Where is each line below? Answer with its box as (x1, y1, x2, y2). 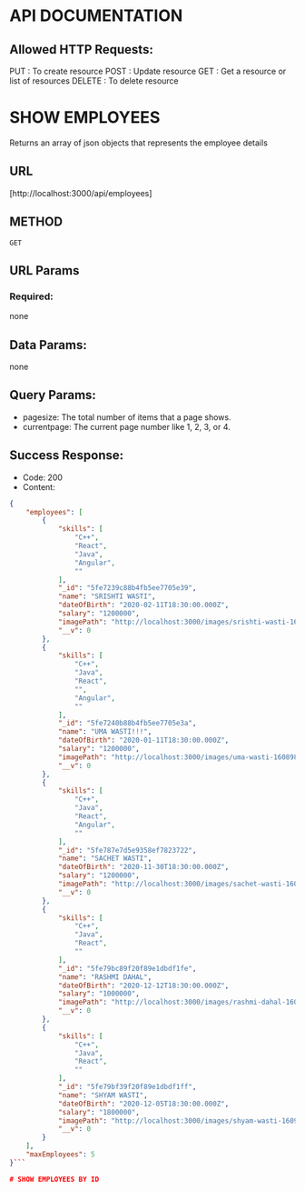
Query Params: (9, 387, 97, 403)
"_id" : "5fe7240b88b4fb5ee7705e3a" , (57, 719, 197, 728)
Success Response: (9, 447, 124, 464)
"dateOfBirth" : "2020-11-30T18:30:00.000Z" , (57, 863, 230, 872)
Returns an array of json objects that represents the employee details (9, 137, 268, 148)
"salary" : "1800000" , (57, 1107, 141, 1116)
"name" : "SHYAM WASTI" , (57, 1090, 148, 1100)
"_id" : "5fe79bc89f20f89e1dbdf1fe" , (57, 964, 197, 973)
